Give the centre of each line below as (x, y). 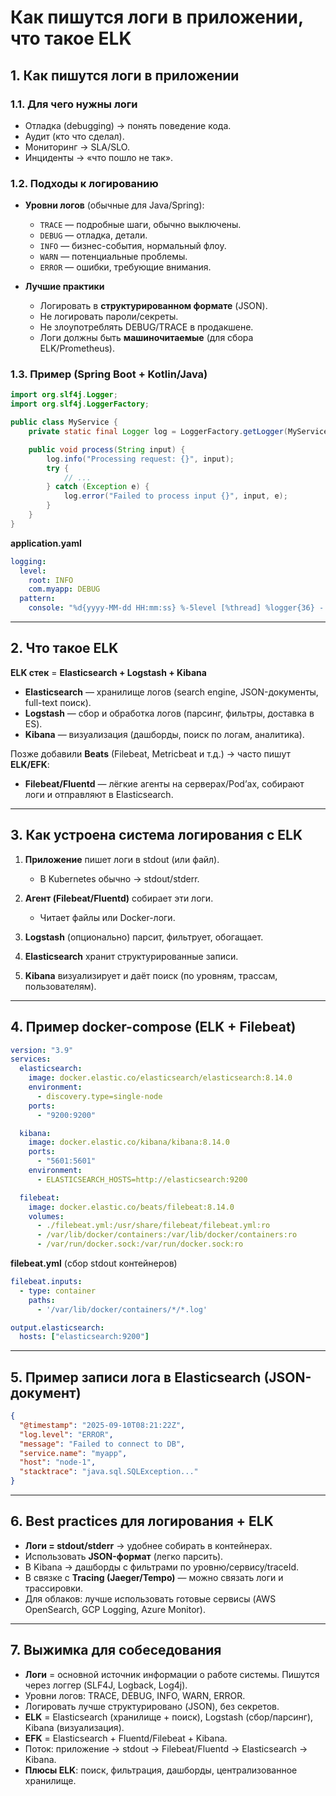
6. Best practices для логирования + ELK (142, 1521)
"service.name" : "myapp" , (73, 1453)
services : (31, 1059)
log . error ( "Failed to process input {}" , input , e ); (175, 496)
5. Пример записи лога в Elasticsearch (136, 1377)
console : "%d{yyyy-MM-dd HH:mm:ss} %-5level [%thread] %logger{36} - (176, 608)
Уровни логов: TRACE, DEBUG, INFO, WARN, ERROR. (135, 1695)
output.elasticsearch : (57, 1327)
